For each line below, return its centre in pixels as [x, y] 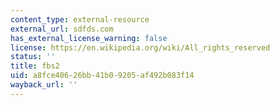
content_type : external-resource [80, 19]
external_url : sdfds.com [62, 29]
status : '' [33, 57]
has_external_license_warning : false [89, 38]
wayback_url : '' [44, 85]
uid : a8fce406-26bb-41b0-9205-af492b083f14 [102, 76]
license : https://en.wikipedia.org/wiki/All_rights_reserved [140, 47]
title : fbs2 [35, 66]
